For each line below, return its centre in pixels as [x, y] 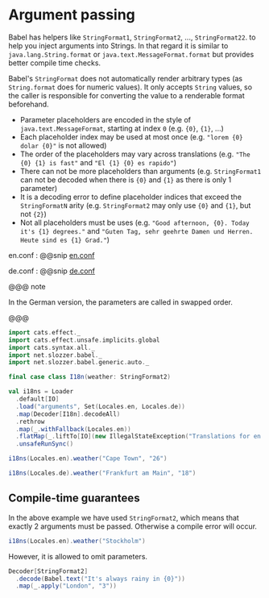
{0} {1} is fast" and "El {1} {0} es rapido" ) [98, 162]
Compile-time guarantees [74, 498]
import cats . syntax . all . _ [52, 347]
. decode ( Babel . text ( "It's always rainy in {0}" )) [100, 579]
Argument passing [72, 15]
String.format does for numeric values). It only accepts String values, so [130, 87]
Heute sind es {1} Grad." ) [65, 239]
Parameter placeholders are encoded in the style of [106, 119]
